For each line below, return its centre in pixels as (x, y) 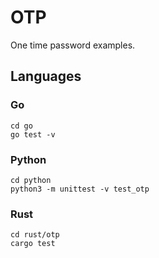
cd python (31, 180)
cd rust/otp (35, 235)
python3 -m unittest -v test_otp (80, 189)
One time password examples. (73, 45)
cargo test (33, 244)
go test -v (33, 134)
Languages (46, 76)
